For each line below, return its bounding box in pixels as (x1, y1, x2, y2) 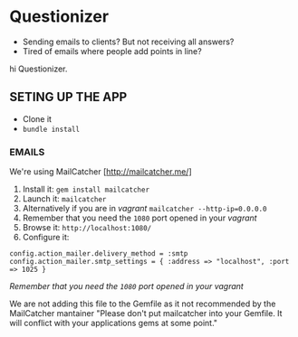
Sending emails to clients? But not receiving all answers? (22, 36, 235, 47)
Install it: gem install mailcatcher (22, 183, 150, 195)
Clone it (22, 113, 53, 124)
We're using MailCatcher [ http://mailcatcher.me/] (9, 166, 192, 177)
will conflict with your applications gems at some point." (9, 318, 218, 329)
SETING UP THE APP (9, 89, 128, 105)
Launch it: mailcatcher (22, 193, 107, 204)
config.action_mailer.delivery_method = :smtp (9, 249, 188, 258)
